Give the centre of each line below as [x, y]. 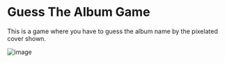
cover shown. [27, 38]
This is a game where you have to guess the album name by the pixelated [113, 31]
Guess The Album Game [79, 12]
